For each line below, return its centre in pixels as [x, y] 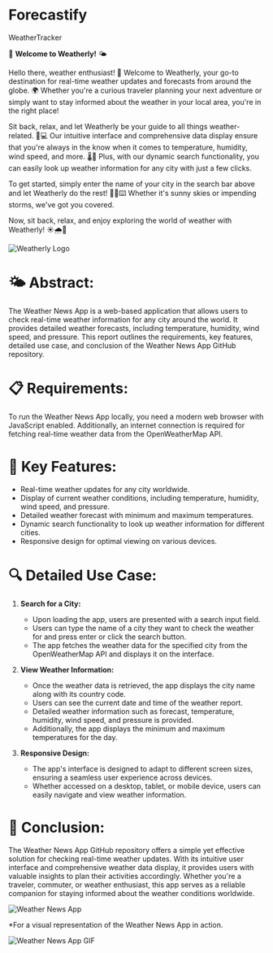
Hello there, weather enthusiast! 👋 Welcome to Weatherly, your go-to [124, 72]
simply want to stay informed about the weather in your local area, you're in [135, 102]
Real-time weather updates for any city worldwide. [105, 489]
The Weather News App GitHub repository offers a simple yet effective [127, 850]
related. [21, 135]
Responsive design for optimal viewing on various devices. [119, 541]
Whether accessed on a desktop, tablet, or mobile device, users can [147, 785]
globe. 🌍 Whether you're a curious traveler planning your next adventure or [135, 90]
